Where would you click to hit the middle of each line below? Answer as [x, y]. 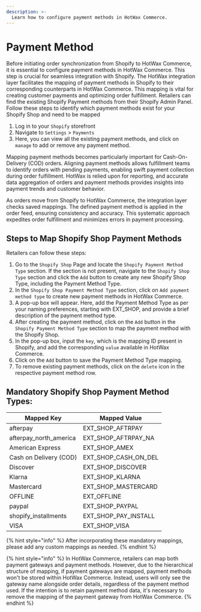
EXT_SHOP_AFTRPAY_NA [119, 438]
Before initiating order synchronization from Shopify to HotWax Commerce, [99, 64]
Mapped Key [43, 418]
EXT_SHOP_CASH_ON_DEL [121, 458]
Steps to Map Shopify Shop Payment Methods [94, 238]
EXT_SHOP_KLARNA [112, 477]
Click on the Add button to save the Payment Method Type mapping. [98, 360]
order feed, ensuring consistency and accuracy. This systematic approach [98, 213]
